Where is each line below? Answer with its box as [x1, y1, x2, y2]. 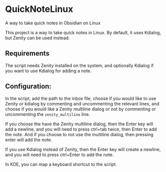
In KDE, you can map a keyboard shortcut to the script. [5, 161, 117, 167]
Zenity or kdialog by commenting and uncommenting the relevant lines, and [5, 100, 160, 106]
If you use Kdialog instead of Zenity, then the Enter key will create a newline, [5, 146, 161, 152]
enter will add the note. [5, 137, 53, 143]
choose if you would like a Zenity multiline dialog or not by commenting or [5, 106, 156, 112]
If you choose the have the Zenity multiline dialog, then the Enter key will [5, 121, 154, 127]
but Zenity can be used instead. [5, 35, 70, 41]
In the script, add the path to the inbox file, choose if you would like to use [5, 95, 157, 101]
